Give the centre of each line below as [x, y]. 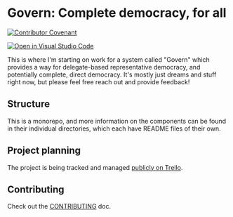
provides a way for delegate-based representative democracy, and [104, 67]
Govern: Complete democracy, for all [117, 13]
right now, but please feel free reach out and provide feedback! [99, 81]
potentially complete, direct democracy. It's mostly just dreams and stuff [112, 74]
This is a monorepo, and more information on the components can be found [117, 121]
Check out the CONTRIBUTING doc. [59, 206]
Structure [29, 104]
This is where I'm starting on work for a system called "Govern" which [108, 59]
